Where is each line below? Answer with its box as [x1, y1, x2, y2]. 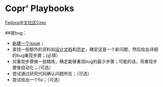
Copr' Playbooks [5, 3, 74, 14]
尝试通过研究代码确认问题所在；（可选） [12, 70, 92, 76]
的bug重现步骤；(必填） [12, 52, 61, 58]
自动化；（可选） [21, 64, 53, 70]
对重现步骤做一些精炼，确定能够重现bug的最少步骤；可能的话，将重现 [12, 58, 153, 64]
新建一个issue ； [12, 40, 45, 46]
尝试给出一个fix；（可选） [12, 76, 63, 83]
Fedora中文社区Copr [5, 19, 47, 25]
